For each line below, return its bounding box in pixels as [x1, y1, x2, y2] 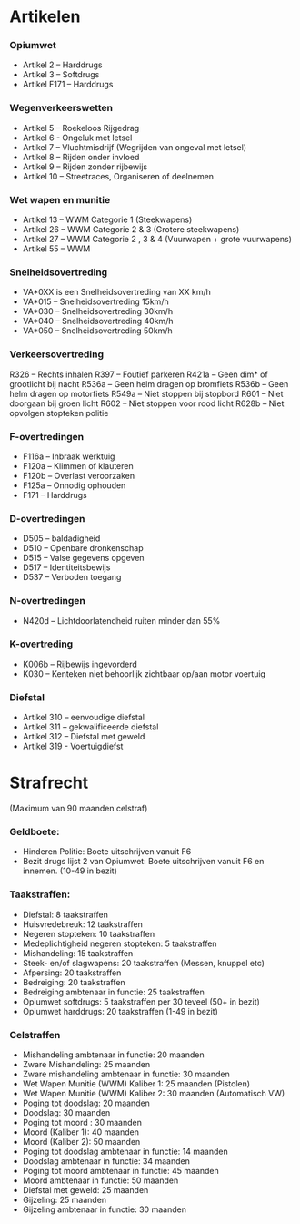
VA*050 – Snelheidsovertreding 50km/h [22, 325, 173, 336]
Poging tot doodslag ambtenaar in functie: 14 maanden [22, 1146, 229, 1157]
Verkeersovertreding [9, 348, 105, 361]
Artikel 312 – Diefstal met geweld [22, 731, 145, 742]
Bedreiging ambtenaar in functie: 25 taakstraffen [22, 986, 205, 997]
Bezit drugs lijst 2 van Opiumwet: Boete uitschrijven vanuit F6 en [22, 856, 265, 867]
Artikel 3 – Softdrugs [22, 69, 100, 80]
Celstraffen [9, 1028, 61, 1041]
